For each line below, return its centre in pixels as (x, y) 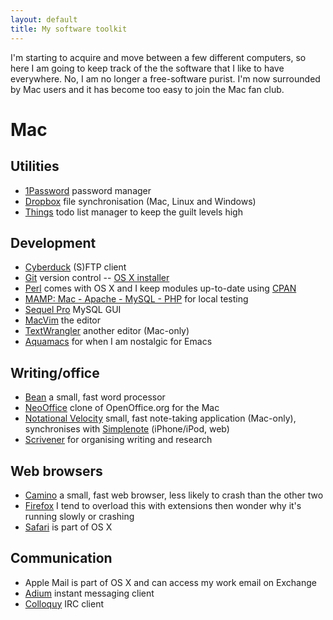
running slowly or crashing (79, 516)
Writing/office (55, 372)
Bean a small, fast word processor (95, 397)
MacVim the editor (63, 320)
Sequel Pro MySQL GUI (73, 310)
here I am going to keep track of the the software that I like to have (147, 68)
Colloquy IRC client (64, 603)
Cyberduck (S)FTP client (75, 267)
